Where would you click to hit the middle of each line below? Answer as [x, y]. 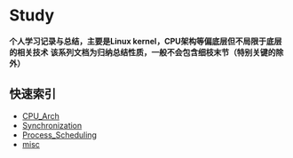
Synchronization [52, 125]
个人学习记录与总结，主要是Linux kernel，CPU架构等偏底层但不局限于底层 [146, 41]
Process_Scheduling [59, 135]
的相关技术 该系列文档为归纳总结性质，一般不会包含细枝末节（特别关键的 [143, 52]
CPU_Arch [41, 115]
